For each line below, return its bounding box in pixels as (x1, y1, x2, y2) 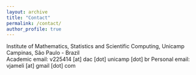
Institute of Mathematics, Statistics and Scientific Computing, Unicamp (6, 43, 185, 50)
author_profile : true (6, 26, 62, 32)
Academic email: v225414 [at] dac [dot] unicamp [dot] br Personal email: (6, 55, 190, 63)
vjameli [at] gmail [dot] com (6, 62, 76, 70)
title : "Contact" (6, 15, 51, 21)
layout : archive (6, 9, 48, 15)
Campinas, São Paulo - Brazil (6, 49, 80, 57)
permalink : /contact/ (6, 20, 62, 26)
